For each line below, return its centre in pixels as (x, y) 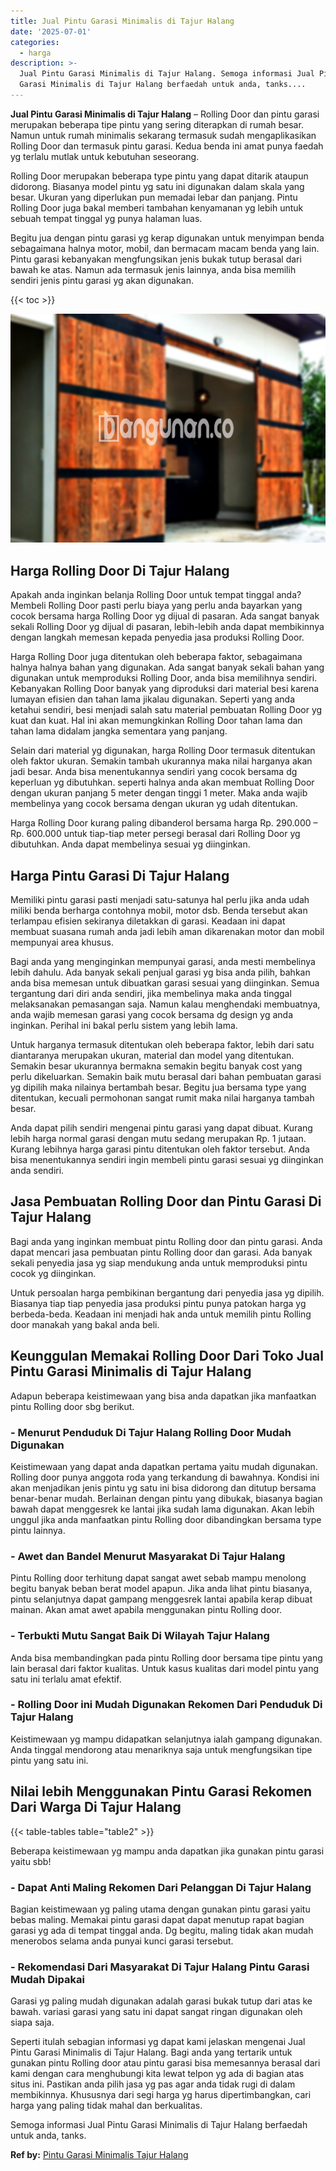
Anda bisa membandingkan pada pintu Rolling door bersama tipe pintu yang (166, 1657)
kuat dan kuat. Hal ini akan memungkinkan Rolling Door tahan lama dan (156, 721)
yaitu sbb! (31, 1861)
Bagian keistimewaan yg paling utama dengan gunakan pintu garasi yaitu (160, 1909)
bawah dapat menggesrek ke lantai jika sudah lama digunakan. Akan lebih (162, 1509)
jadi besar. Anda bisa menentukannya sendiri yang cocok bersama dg (154, 772)
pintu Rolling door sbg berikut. (72, 1406)
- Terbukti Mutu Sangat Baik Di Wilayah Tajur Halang (140, 1636)
